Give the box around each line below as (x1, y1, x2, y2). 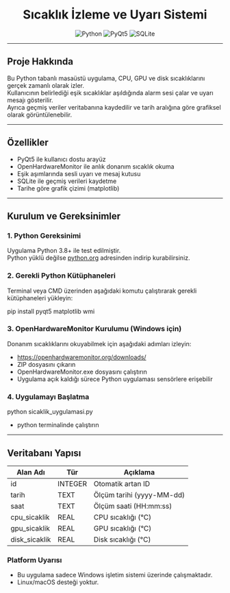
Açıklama (123, 467, 155, 476)
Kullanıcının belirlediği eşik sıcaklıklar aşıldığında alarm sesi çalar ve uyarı (7, 88, 214, 97)
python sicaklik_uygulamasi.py (7, 408, 94, 416)
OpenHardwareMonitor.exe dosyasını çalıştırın (16, 367, 147, 376)
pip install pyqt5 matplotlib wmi (7, 307, 95, 315)
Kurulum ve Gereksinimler (7, 210, 121, 222)
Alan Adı (16, 467, 45, 476)
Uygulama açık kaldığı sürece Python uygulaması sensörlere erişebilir (16, 374, 214, 383)
